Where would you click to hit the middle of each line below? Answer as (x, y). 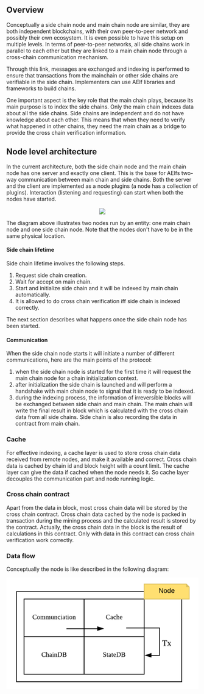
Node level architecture (52, 152)
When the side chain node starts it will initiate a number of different (90, 354)
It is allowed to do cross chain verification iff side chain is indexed (98, 301)
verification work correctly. (40, 540)
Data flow (21, 556)
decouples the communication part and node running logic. (81, 479)
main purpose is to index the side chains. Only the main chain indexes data (100, 107)
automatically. (33, 295)
